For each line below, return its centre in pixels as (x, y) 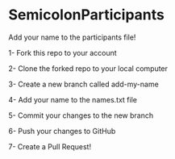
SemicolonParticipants (87, 15)
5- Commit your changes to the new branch (81, 115)
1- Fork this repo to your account (62, 52)
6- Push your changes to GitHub (62, 131)
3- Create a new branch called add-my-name (83, 84)
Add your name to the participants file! (72, 37)
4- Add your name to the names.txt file (73, 99)
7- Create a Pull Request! (50, 146)
